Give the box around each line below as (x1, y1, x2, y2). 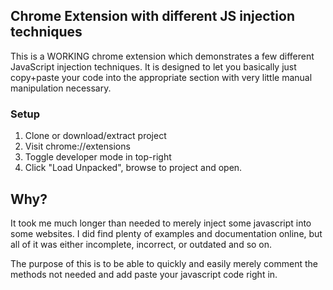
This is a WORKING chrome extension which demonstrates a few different (10, 50, 315, 62)
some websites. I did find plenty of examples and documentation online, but (10, 227, 323, 239)
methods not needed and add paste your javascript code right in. (10, 268, 278, 280)
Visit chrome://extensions (24, 140, 131, 153)
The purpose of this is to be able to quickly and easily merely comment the (10, 257, 318, 269)
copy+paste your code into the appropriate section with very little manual (10, 71, 313, 83)
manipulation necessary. (10, 82, 112, 94)
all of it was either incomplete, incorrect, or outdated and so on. (10, 238, 273, 250)
